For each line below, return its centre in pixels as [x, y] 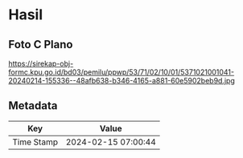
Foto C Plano [41, 45]
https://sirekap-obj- [41, 63]
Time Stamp [35, 142]
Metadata [33, 106]
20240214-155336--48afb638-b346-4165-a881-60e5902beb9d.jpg [121, 81]
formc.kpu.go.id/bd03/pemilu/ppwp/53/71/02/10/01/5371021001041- [121, 72]
